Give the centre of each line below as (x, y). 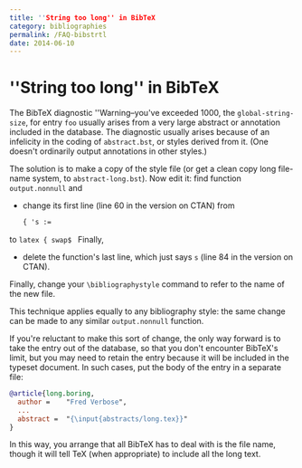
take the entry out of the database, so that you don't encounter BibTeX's (144, 349)
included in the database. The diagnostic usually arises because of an (140, 132)
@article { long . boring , (52, 394)
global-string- (266, 114)
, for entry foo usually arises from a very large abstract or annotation (153, 122)
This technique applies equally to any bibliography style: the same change (148, 311)
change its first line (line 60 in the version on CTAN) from (128, 205)
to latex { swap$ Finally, (57, 240)
